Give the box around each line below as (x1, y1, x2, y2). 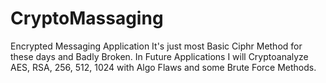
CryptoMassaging (10, 7, 164, 30)
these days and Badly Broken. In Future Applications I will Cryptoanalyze (10, 50, 309, 62)
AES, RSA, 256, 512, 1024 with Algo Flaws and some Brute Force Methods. (10, 61, 317, 73)
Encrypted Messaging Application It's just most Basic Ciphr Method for (10, 40, 303, 52)
